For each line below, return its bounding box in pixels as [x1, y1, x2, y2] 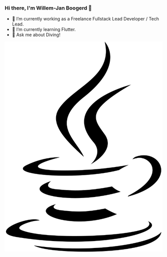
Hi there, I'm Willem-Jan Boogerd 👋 [5, 4, 92, 11]
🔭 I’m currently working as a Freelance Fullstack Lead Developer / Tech [12, 16, 159, 22]
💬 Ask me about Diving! [12, 32, 61, 38]
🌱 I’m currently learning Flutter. [12, 26, 76, 32]
